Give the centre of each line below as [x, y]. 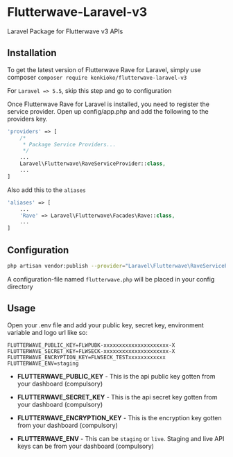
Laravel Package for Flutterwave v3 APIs [65, 31]
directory [20, 286]
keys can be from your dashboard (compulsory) [86, 446]
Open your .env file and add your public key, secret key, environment [106, 325]
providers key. [27, 119]
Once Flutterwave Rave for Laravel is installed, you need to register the [109, 104]
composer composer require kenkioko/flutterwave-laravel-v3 [97, 77]
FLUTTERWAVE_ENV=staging [43, 363]
